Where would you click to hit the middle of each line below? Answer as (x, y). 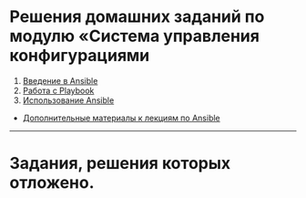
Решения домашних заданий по (137, 17)
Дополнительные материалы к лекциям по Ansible (121, 118)
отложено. (52, 183)
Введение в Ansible (60, 80)
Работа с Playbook (58, 90)
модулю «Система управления (134, 36)
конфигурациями (80, 56)
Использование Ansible (68, 100)
